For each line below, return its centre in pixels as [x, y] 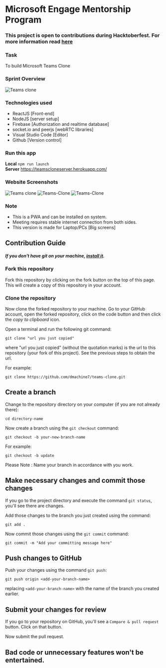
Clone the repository [31, 298]
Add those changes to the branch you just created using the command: [78, 515]
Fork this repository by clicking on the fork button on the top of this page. [80, 280]
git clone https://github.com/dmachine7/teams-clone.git [65, 377]
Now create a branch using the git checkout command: [62, 428]
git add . [15, 524]
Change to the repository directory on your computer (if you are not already [83, 404]
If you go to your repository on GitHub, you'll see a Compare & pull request [82, 622]
